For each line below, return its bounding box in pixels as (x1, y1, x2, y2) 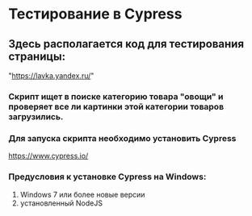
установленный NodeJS (19, 198, 103, 208)
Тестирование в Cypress (8, 5, 183, 23)
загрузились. (8, 110, 64, 122)
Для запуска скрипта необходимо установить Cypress (8, 132, 237, 143)
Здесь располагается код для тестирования (8, 37, 245, 51)
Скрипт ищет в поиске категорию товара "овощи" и (8, 90, 224, 102)
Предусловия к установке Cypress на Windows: (8, 171, 207, 182)
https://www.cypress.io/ (8, 151, 89, 161)
